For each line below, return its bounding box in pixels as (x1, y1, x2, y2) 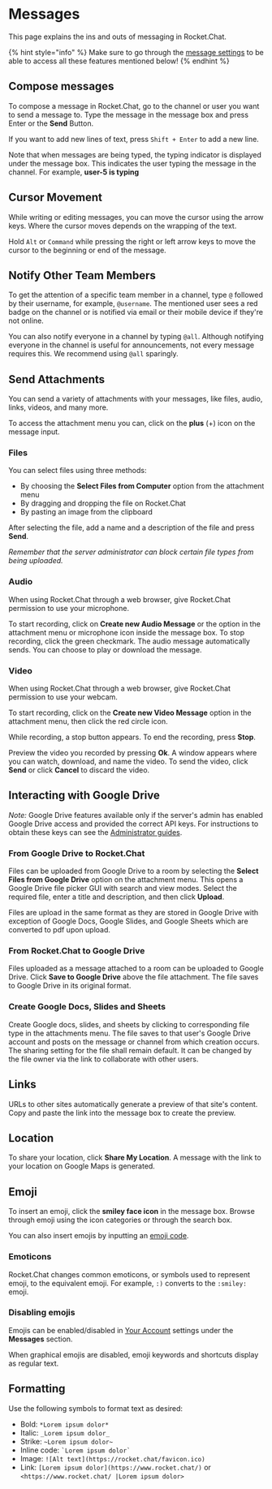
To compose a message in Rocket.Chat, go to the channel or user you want (8, 101, 260, 110)
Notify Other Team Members (8, 269, 156, 282)
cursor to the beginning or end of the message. (8, 245, 166, 255)
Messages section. (8, 1334, 73, 1344)
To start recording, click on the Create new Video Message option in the (8, 708, 252, 718)
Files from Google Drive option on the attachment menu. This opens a (8, 875, 244, 884)
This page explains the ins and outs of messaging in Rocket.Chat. (8, 32, 227, 41)
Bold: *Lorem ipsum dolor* (19, 1419, 110, 1429)
